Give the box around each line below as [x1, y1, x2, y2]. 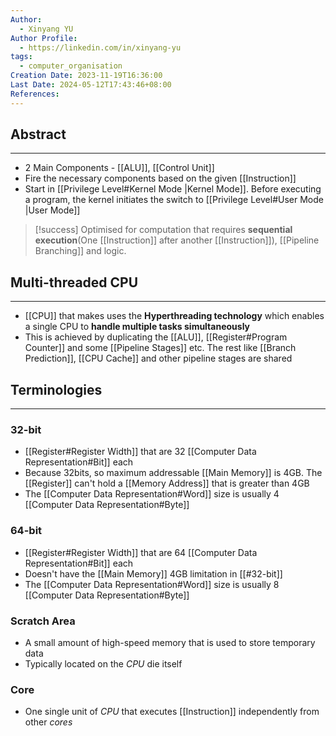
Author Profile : [10, 33, 78, 43]
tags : [10, 52, 33, 62]
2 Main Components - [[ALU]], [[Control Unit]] [24, 162, 215, 174]
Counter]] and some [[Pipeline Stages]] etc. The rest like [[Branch [24, 342, 297, 354]
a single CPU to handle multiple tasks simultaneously [24, 321, 251, 333]
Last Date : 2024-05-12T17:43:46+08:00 [10, 80, 172, 90]
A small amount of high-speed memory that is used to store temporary [24, 636, 316, 648]
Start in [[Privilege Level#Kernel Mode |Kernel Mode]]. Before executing [24, 183, 322, 195]
